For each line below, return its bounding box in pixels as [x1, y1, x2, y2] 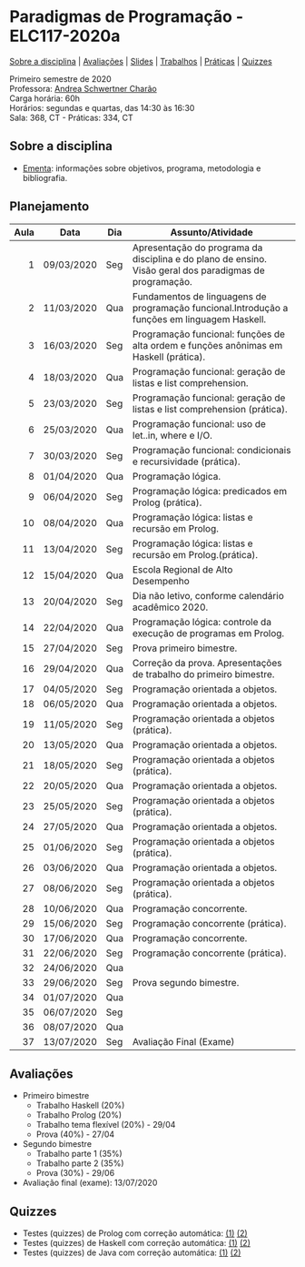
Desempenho [132, 574, 191, 587]
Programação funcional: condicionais [132, 443, 291, 456]
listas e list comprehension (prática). [132, 402, 288, 415]
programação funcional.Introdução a [132, 301, 289, 314]
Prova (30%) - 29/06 [35, 1168, 115, 1179]
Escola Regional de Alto [132, 563, 233, 575]
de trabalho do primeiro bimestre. [132, 667, 275, 680]
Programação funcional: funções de [132, 328, 286, 340]
